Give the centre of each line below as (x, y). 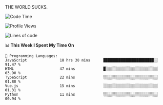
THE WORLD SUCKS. (26, 7)
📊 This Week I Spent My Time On (40, 45)
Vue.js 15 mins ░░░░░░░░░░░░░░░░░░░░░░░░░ (82, 86)
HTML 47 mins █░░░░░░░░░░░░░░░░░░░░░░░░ (82, 69)
